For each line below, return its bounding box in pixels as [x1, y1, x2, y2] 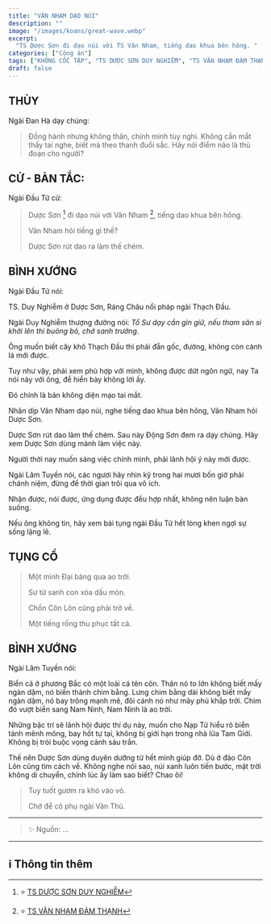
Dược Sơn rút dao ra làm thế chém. [27, 241, 144, 251]
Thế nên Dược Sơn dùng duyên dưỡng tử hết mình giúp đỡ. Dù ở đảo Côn [8, 753, 252, 763]
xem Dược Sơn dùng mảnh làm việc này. [8, 438, 143, 448]
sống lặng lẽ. [8, 526, 52, 537]
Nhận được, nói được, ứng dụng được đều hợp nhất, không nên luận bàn [8, 494, 248, 504]
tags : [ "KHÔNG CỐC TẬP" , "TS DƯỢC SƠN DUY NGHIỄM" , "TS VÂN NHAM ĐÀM [8, 57, 248, 65]
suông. [8, 502, 31, 512]
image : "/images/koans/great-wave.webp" [8, 27, 147, 35]
